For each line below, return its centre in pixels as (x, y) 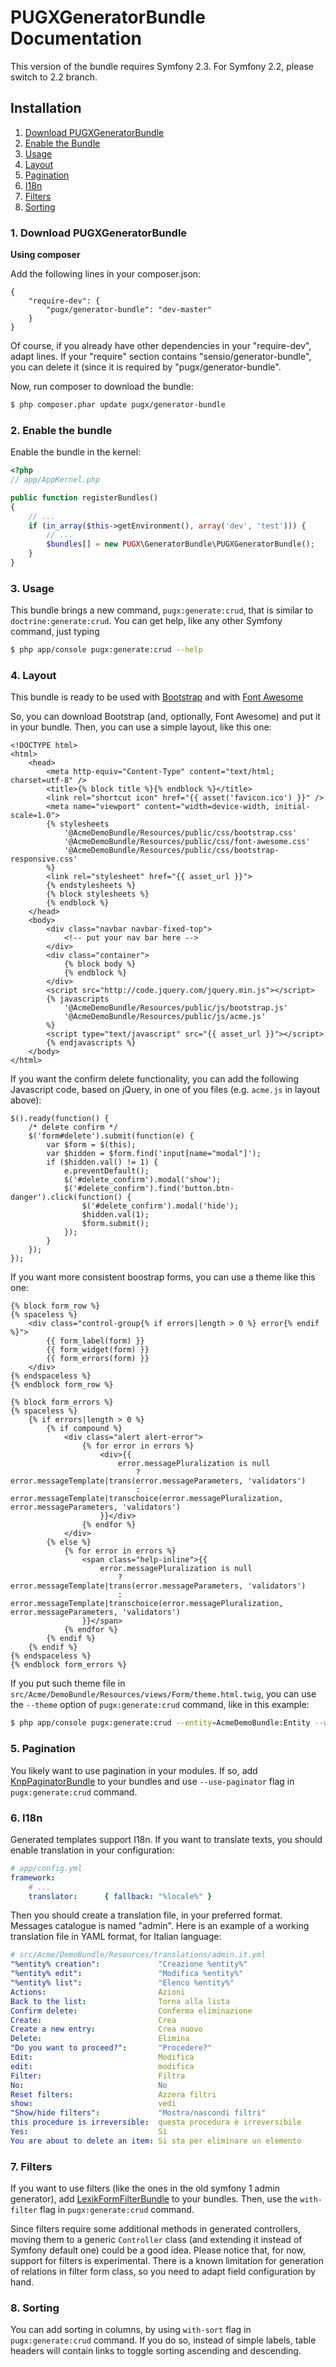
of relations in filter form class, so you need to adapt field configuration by (163, 2272)
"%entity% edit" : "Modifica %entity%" (127, 1974)
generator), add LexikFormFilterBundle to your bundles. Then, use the (154, 2199)
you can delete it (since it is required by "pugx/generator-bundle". (146, 367)
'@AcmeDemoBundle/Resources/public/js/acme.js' (165, 1017)
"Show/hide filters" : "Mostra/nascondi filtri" (138, 2113)
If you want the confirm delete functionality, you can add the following (155, 1079)
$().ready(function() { (60, 1119)
